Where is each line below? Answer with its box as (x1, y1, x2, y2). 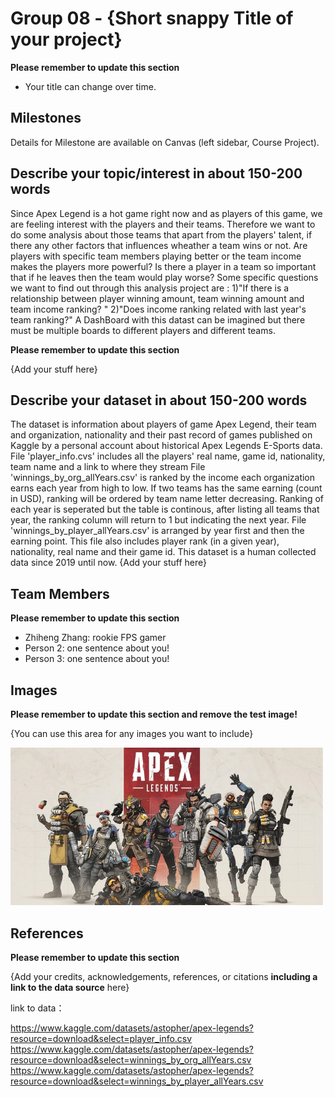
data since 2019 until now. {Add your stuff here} (10, 557, 208, 569)
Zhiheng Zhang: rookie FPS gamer (24, 632, 167, 644)
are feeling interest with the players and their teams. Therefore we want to (10, 218, 316, 230)
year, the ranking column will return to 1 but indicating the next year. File (10, 514, 307, 526)
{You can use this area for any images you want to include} (10, 728, 254, 739)
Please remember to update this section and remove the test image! (10, 708, 298, 720)
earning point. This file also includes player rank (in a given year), (10, 535, 280, 547)
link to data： (10, 1002, 65, 1014)
